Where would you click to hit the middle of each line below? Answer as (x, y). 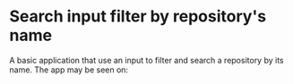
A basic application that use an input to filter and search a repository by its (146, 60)
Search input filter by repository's (138, 17)
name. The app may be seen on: (69, 70)
